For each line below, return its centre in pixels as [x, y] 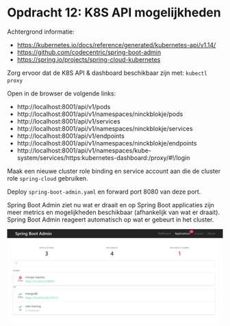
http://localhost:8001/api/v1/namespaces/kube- [84, 150]
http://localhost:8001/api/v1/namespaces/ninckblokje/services [105, 128]
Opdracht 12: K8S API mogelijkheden [114, 13]
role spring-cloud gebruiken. [48, 178]
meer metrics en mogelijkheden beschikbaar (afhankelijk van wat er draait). [114, 212]
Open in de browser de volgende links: [62, 93]
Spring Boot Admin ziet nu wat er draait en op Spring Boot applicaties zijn [111, 205]
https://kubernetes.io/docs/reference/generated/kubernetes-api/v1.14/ [116, 45]
